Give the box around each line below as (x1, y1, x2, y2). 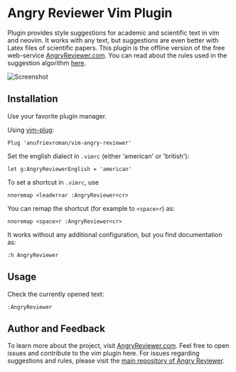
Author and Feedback (7, 322, 105, 334)
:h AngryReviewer (7, 251, 59, 258)
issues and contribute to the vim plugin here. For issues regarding (7, 349, 200, 358)
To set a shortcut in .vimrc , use (7, 177, 100, 186)
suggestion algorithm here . (7, 58, 87, 67)
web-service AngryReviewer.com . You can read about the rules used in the (7, 51, 227, 60)
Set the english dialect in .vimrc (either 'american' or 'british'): (7, 151, 190, 160)
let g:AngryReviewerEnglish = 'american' (7, 165, 132, 173)
